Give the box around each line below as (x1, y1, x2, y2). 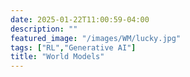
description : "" (10, 24, 78, 34)
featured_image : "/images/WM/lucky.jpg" (10, 33, 182, 43)
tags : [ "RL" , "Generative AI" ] (10, 42, 137, 53)
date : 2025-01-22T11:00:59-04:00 (10, 14, 150, 25)
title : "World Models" (10, 52, 105, 62)
